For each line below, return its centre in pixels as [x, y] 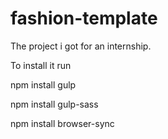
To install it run [41, 65]
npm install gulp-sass [54, 104]
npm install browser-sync [62, 123]
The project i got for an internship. [81, 46]
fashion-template [84, 18]
